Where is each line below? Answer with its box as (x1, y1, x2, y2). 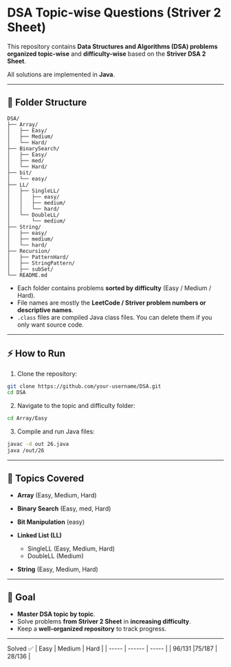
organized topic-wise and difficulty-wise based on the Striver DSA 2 (7, 50, 206, 58)
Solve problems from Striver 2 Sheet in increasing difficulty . (16, 617, 191, 625)
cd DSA (7, 389, 26, 396)
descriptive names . (16, 305, 74, 314)
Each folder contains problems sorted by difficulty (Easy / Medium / (16, 284, 212, 292)
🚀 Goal (7, 591, 36, 604)
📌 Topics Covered (7, 473, 85, 484)
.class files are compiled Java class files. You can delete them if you (16, 313, 212, 321)
